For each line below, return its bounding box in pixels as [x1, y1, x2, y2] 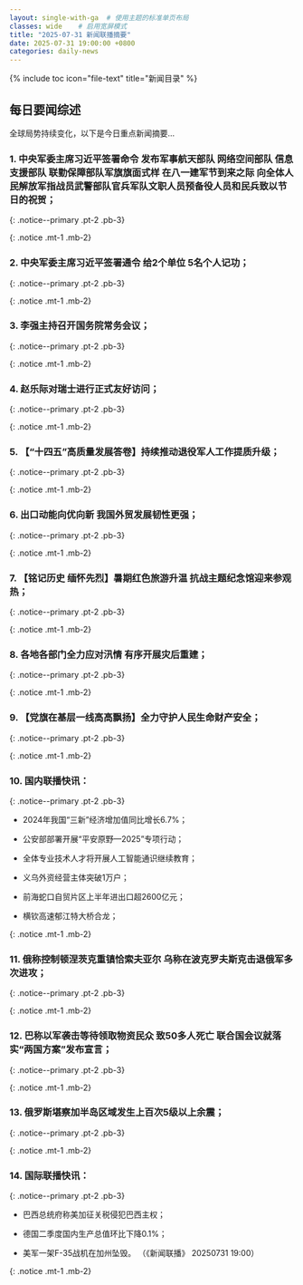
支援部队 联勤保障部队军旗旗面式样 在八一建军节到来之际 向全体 [9, 166, 285, 179]
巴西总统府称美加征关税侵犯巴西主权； [22, 1209, 166, 1220]
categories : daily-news [9, 47, 99, 56]
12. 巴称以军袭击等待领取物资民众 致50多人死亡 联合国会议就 [9, 1029, 273, 1042]
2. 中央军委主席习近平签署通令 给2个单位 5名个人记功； [9, 256, 250, 269]
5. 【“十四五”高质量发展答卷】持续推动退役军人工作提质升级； [9, 446, 280, 459]
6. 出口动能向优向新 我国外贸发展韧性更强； [9, 508, 199, 521]
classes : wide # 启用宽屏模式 [9, 22, 128, 31]
